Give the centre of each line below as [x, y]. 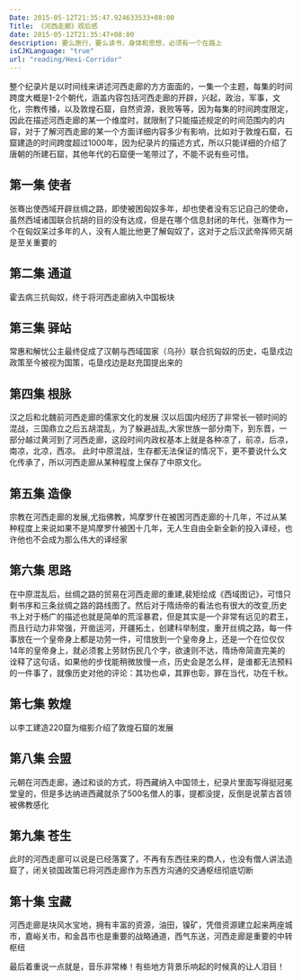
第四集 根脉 [40, 394]
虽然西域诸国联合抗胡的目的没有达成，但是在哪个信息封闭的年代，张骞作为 [147, 220]
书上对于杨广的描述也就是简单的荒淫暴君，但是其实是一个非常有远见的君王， [151, 616]
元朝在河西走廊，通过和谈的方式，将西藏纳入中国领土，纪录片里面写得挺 [143, 782]
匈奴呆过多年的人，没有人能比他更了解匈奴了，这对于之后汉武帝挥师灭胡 [159, 231]
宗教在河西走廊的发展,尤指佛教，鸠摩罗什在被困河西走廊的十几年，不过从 [145, 517]
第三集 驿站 [40, 329]
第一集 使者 [40, 185]
